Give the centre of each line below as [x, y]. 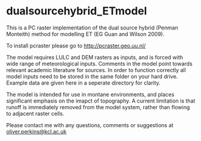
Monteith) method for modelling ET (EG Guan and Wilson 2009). [85, 34]
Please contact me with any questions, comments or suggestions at [90, 125]
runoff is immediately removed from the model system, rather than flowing [98, 107]
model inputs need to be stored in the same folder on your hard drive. [92, 76]
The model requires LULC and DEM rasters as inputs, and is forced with [95, 57]
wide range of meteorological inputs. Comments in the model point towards [100, 64]
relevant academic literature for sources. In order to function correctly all [96, 70]
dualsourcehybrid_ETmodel [76, 11]
